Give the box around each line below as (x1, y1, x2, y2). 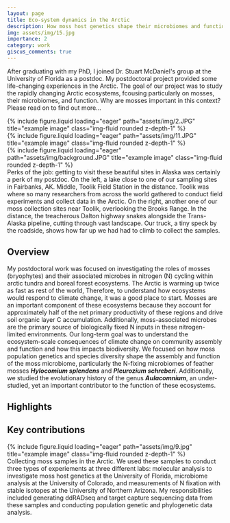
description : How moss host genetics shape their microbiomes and (7, 23, 201, 30)
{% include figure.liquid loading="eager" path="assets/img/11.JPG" (7, 131, 197, 139)
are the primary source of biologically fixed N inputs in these (7, 323, 178, 331)
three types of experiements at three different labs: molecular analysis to (7, 464, 212, 472)
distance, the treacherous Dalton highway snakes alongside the (7, 211, 186, 220)
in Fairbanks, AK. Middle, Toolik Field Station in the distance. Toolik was (7, 183, 209, 191)
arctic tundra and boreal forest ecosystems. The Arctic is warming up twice (7, 279, 220, 287)
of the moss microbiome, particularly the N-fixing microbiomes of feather (7, 359, 214, 367)
